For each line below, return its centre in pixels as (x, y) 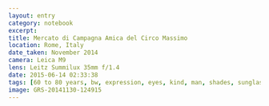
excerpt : (23, 30)
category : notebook (41, 23)
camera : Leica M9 (37, 61)
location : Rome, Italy (46, 45)
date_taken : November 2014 (53, 53)
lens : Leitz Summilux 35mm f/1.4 (64, 68)
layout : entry (32, 16)
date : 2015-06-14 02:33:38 (53, 75)
